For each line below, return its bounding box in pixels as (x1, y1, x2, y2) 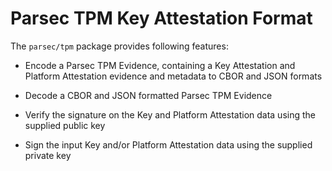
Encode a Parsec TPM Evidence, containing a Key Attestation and (24, 59, 296, 71)
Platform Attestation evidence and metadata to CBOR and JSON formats (24, 70, 323, 82)
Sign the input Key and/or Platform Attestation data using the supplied (24, 138, 313, 151)
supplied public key (24, 119, 106, 131)
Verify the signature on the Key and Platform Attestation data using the (24, 108, 316, 121)
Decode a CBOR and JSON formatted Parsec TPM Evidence (24, 89, 273, 101)
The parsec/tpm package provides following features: (10, 40, 229, 52)
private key (24, 149, 72, 161)
